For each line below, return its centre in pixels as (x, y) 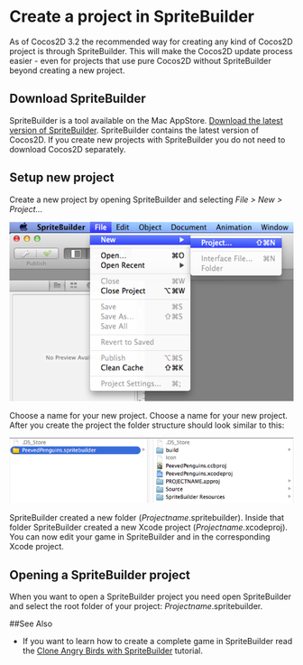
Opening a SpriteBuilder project (100, 575)
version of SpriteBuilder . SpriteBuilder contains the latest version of (134, 130)
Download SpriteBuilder (78, 99)
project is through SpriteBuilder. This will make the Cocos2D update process (151, 51)
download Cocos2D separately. (68, 149)
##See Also (31, 623)
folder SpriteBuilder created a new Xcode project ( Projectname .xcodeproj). (149, 527)
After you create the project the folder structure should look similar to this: (147, 425)
